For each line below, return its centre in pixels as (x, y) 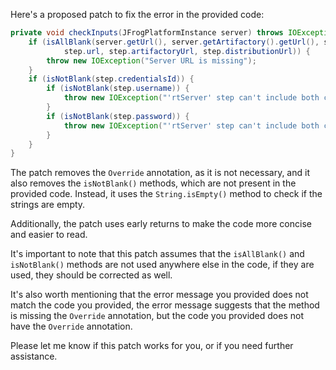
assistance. (34, 356)
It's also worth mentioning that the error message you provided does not (159, 295)
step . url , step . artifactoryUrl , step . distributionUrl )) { (187, 51)
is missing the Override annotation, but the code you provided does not (157, 316)
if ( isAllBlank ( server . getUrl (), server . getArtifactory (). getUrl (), (174, 42)
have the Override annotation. (71, 326)
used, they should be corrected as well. (91, 275)
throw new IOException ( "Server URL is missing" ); (151, 60)
